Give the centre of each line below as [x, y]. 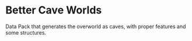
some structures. [26, 32]
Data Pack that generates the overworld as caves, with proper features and [96, 26]
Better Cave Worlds [54, 10]
